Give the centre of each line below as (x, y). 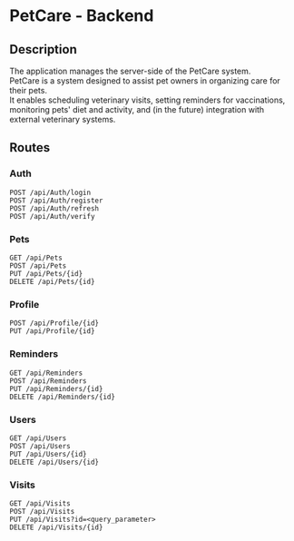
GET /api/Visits (40, 504)
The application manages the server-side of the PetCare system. (130, 71)
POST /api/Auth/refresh (54, 208)
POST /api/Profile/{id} (54, 323)
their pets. (29, 90)
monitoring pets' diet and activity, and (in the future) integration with (137, 109)
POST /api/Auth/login (50, 192)
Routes (30, 148)
